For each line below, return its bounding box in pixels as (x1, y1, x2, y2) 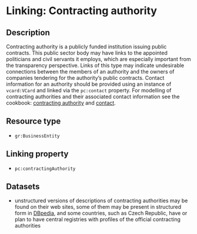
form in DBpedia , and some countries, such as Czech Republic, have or (14, 210, 188, 217)
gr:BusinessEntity (14, 133, 60, 139)
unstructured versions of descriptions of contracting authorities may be (14, 197, 188, 204)
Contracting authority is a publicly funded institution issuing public (6, 43, 167, 50)
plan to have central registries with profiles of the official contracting (14, 216, 181, 223)
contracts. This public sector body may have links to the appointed (6, 49, 168, 56)
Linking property (6, 149, 69, 159)
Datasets (6, 182, 40, 192)
